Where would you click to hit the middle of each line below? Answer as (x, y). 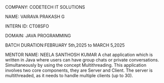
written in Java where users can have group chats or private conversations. (82, 60)
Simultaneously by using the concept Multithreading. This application (76, 65)
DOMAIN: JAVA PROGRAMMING (38, 36)
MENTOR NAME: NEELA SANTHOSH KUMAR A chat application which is (79, 55)
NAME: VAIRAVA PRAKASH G (35, 16)
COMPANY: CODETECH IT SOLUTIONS (45, 7)
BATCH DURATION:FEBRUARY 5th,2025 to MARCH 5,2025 (65, 45)
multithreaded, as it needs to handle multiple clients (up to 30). (69, 75)
